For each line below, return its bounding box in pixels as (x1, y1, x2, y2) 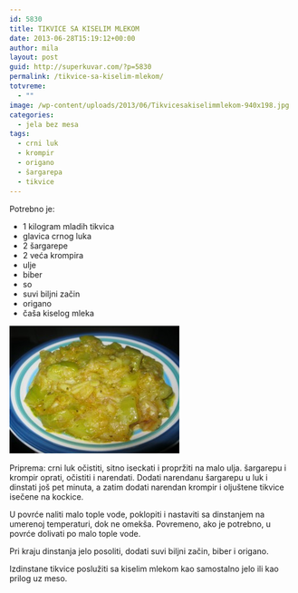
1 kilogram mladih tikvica (22, 220, 115, 231)
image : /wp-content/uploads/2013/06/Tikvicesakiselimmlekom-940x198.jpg (9, 101, 290, 110)
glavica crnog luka (22, 230, 92, 241)
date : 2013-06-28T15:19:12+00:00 (9, 34, 136, 43)
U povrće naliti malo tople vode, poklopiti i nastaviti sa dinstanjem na (9, 509, 265, 520)
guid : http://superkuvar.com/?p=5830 (9, 63, 152, 72)
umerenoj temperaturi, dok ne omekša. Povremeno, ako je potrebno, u (9, 518, 272, 530)
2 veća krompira (22, 249, 84, 260)
